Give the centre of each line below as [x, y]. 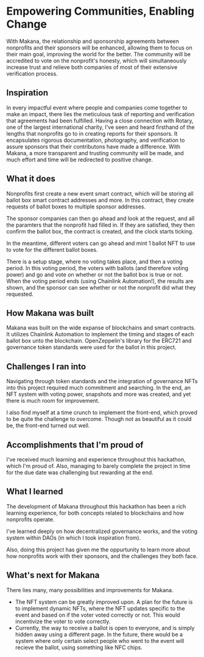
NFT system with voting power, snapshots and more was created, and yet [99, 394]
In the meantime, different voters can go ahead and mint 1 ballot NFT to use [101, 243]
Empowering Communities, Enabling [100, 11]
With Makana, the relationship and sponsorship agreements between [93, 41]
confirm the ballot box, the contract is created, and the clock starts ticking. [100, 231]
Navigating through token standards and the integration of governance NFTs [102, 381]
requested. [20, 294]
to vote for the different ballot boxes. [52, 249]
